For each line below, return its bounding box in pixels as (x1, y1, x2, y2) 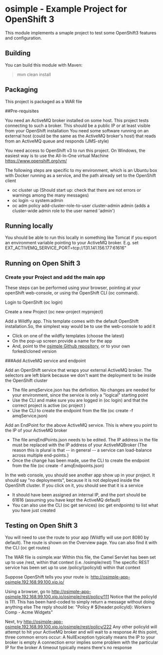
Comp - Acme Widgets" (5, 609, 53, 615)
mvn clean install (17, 72, 51, 77)
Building (5, 49, 31, 57)
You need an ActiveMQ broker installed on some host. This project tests (5, 117, 149, 123)
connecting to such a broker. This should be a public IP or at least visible (5, 123, 151, 128)
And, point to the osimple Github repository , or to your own (12, 343, 130, 349)
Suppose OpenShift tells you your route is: (5, 574, 90, 580)
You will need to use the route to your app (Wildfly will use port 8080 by (5, 534, 149, 540)
